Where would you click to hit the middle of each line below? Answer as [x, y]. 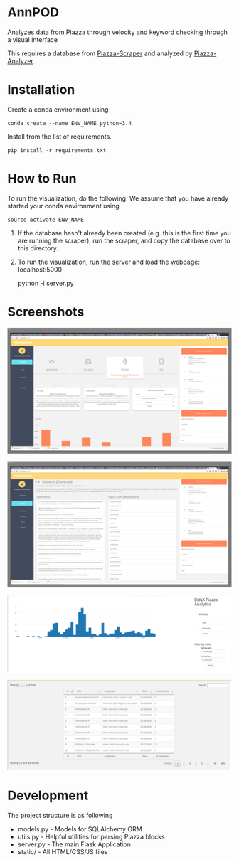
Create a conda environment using [58, 109]
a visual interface [33, 39]
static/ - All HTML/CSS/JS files [63, 851]
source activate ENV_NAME [46, 220]
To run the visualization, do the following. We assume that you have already [118, 198]
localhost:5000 [40, 269]
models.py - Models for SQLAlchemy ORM [80, 829]
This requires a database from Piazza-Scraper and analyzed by [100, 53]
